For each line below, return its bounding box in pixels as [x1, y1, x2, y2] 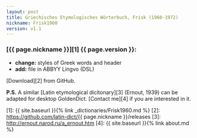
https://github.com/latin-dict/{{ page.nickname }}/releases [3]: [6, 113, 161, 120]
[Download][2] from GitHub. [6, 77, 76, 84]
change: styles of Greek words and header [14, 59, 122, 66]
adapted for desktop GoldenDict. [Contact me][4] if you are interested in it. [6, 95, 191, 102]
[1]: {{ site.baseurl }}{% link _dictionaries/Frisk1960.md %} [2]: [6, 106, 160, 114]
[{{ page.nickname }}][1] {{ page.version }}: [6, 46, 137, 54]
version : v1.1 [6, 25, 42, 32]
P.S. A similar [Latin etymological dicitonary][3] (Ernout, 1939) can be [6, 88, 178, 96]
